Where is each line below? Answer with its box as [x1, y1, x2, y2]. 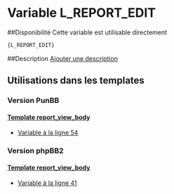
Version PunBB [7, 96, 60, 106]
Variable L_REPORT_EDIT [7, 5, 156, 21]
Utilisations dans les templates [7, 75, 145, 87]
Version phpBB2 [7, 146, 65, 155]
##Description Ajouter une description [7, 54, 118, 62]
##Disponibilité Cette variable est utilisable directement [7, 28, 167, 36]
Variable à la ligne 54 [17, 128, 79, 137]
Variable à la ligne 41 [17, 179, 77, 187]
